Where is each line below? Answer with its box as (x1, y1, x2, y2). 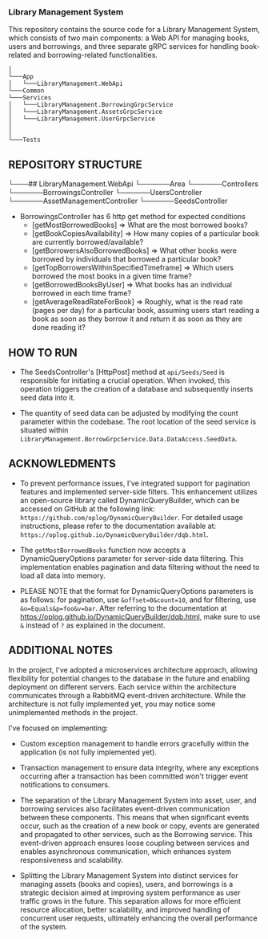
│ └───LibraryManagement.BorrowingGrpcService (8, 101, 174, 109)
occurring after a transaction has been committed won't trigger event (19, 771, 249, 781)
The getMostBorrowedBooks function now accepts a (19, 545, 186, 555)
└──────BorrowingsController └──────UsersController (8, 188, 202, 197)
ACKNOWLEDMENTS (8, 457, 116, 471)
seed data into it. (19, 392, 76, 402)
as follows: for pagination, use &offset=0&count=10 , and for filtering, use (19, 595, 257, 604)
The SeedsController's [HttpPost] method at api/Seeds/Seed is (19, 367, 226, 376)
